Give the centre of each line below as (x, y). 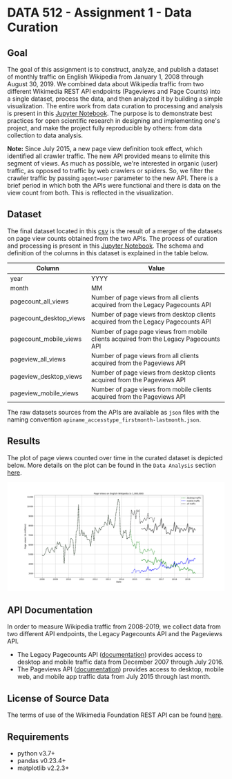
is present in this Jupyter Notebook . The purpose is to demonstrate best (110, 113)
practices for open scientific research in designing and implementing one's (114, 121)
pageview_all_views (38, 359)
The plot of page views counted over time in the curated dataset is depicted (115, 457)
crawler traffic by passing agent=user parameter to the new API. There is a (113, 178)
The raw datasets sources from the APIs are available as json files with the (113, 412)
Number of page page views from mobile (149, 331)
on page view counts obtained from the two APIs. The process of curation (112, 238)
